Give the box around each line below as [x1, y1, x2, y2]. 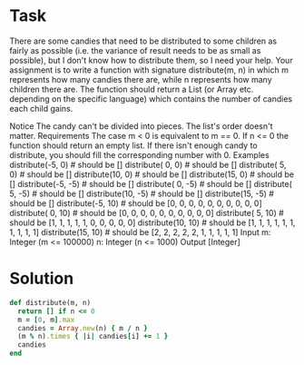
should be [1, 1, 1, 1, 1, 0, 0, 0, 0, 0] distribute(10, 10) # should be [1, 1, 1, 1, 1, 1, [9, 217, 296, 228]
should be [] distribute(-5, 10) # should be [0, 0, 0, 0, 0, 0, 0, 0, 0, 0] [9, 197, 263, 209]
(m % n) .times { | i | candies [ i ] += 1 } [17, 332, 169, 341]
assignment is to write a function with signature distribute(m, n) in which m [9, 64, 289, 75]
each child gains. [9, 103, 74, 113]
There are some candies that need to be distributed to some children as [9, 35, 278, 46]
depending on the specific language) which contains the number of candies [9, 93, 293, 104]
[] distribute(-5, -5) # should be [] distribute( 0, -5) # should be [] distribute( [9, 178, 293, 189]
